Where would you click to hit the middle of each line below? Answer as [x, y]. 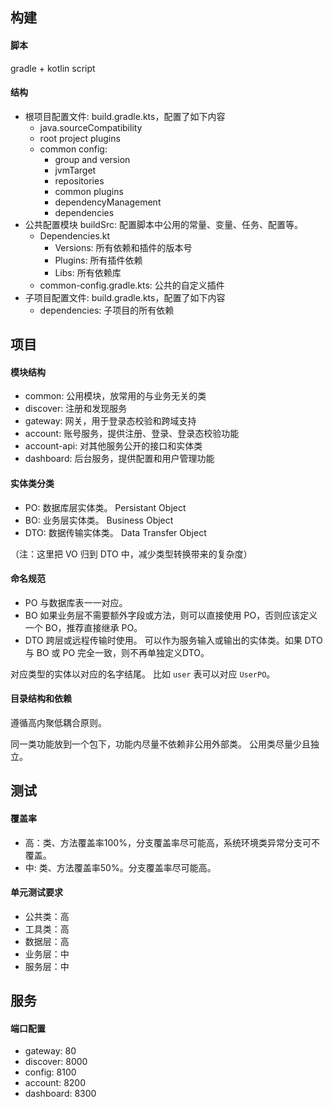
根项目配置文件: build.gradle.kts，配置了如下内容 [125, 116]
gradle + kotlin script [53, 68]
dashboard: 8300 [60, 1094]
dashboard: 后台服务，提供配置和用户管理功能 [119, 459]
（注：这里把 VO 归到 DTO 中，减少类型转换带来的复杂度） [131, 554]
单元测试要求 [36, 892]
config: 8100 [50, 1072]
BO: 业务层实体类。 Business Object [99, 520]
